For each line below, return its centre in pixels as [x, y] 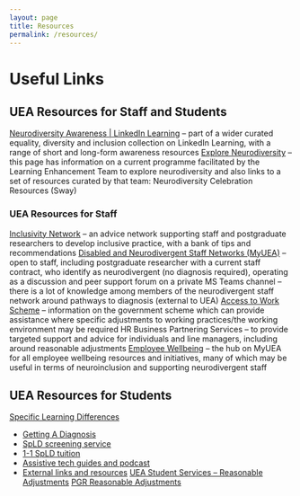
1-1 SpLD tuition [51, 454]
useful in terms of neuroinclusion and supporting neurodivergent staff [138, 367]
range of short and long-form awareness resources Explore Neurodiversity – [150, 153]
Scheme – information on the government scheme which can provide [137, 310]
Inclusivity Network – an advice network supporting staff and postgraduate [148, 234]
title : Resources [42, 26]
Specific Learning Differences [64, 417]
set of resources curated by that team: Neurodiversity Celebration [131, 182]
